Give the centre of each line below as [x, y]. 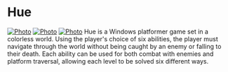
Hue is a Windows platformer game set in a [146, 31]
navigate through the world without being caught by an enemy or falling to [114, 46]
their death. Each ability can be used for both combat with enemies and [110, 54]
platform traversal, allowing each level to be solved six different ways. [108, 61]
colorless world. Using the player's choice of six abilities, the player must [113, 38]
